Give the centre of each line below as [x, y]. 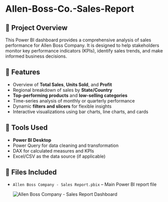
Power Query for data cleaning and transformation [66, 145]
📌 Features [23, 72]
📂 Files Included [31, 172]
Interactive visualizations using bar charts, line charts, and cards [80, 111]
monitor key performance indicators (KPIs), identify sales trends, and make [84, 51]
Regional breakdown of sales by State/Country [62, 90]
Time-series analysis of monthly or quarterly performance [74, 100]
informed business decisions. [36, 56]
